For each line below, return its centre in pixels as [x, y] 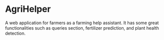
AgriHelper [28, 9]
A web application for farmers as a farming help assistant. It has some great [82, 23]
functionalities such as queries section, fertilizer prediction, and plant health [82, 28]
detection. [16, 33]
